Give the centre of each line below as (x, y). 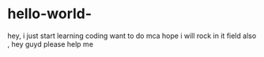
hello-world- (50, 14)
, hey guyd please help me (51, 44)
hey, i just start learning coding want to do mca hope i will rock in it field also (132, 36)
